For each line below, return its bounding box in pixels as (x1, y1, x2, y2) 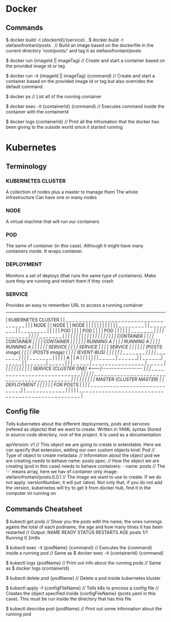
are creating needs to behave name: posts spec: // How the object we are (6, 458, 159, 464)
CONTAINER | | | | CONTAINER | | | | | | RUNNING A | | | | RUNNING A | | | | (6, 338, 160, 345)
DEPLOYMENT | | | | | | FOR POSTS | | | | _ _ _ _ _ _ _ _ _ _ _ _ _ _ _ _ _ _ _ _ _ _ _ (6, 382, 165, 388)
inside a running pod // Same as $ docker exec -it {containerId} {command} (6, 550, 164, 556)
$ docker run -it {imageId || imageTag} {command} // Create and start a (6, 73, 155, 79)
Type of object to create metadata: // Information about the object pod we (6, 452, 160, 458)
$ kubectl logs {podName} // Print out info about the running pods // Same (6, 559, 161, 566)
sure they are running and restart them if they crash (6, 278, 114, 284)
